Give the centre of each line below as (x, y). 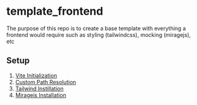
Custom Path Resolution (46, 82)
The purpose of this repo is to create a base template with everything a (96, 28)
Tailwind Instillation (39, 88)
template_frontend (55, 11)
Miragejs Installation (41, 95)
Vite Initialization (36, 76)
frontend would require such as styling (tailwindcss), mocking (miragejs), (99, 34)
